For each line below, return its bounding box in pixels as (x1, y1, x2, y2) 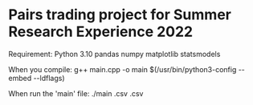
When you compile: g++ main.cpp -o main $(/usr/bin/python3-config (8, 64, 237, 74)
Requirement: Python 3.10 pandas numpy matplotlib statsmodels (8, 49, 221, 59)
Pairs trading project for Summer (8, 6, 231, 24)
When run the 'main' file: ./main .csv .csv (8, 88, 144, 98)
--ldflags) (33, 73, 66, 83)
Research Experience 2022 (8, 22, 194, 41)
